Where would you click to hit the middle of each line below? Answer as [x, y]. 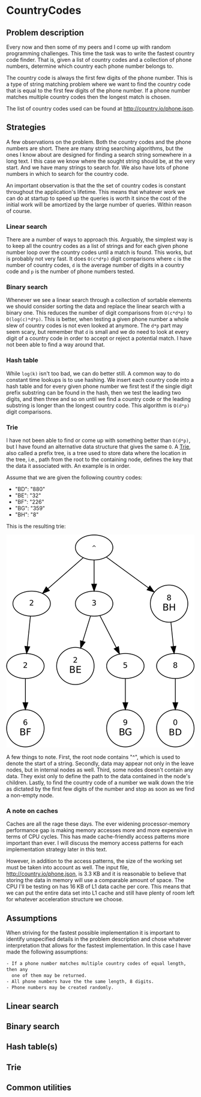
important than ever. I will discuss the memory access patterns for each [95, 843]
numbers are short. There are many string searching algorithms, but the [95, 148]
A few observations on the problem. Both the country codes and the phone [99, 142]
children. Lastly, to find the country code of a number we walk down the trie [100, 782]
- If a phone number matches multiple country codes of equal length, [96, 964]
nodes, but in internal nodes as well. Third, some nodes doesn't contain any [100, 770]
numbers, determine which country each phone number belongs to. [90, 66]
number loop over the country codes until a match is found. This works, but [99, 252]
